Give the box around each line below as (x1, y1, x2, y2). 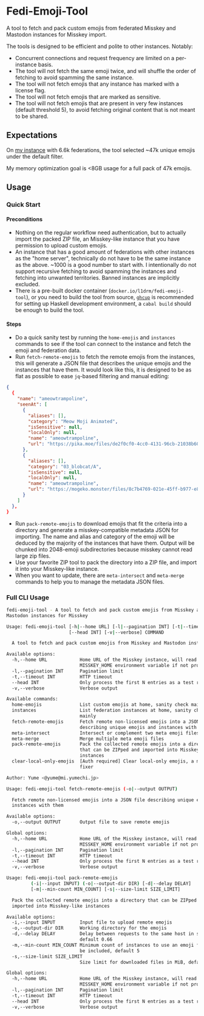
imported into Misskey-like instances (12, 903, 110, 909)
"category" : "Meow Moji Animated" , (28, 418, 118, 424)
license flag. (15, 86, 46, 94)
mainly (80, 713, 97, 719)
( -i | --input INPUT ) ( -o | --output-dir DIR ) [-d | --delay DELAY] (30, 880, 191, 887)
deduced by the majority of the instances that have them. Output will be (15, 539, 195, 547)
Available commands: (6, 696, 59, 702)
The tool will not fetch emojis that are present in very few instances (15, 99, 183, 107)
